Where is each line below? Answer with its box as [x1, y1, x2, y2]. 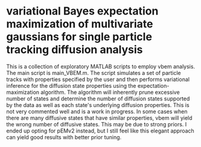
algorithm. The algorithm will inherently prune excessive [40, 88, 180, 96]
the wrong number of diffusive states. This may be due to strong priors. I [6, 120, 187, 128]
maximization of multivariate [6, 17, 153, 31]
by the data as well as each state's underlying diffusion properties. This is [6, 101, 190, 108]
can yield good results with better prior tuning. [6, 133, 122, 140]
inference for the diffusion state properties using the [6, 82, 136, 89]
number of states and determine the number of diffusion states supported [6, 95, 190, 102]
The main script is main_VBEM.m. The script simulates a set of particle [6, 69, 181, 76]
